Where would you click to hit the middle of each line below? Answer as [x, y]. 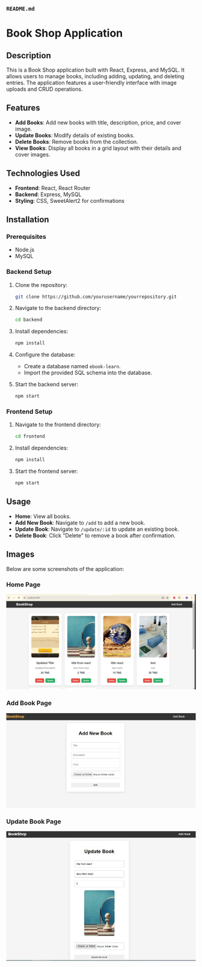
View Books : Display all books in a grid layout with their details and [98, 148]
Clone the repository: [41, 285]
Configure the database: [45, 355]
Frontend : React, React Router [53, 188]
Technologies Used [43, 174]
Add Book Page [29, 703]
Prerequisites [26, 236]
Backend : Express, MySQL [48, 194]
